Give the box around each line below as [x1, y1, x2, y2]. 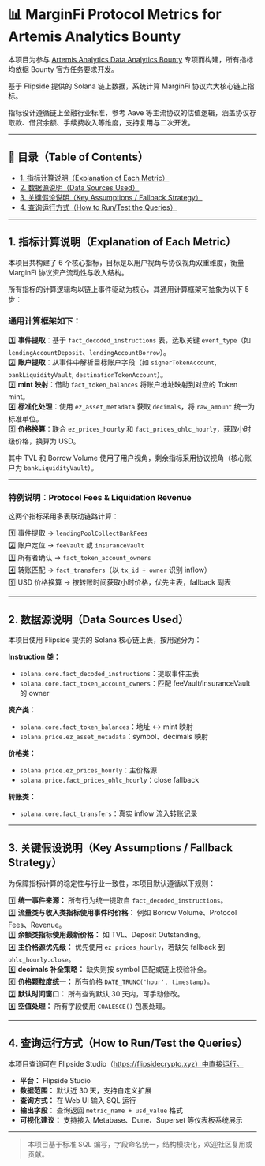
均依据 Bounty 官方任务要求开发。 [8, 64, 118, 74]
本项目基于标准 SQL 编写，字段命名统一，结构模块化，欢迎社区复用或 [27, 1139, 253, 1149]
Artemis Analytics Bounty [8, 28, 181, 46]
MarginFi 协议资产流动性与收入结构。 [8, 267, 129, 277]
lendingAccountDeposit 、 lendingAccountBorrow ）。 [8, 347, 171, 357]
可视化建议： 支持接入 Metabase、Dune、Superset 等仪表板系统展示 [19, 1115, 243, 1124]
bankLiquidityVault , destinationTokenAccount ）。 [8, 369, 168, 379]
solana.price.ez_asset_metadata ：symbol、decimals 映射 [19, 731, 209, 741]
